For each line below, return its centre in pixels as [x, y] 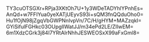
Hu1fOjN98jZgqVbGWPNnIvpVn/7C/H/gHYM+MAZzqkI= [74, 20]
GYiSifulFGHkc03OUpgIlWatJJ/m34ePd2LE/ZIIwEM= [70, 26]
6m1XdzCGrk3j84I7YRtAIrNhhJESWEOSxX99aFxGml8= [73, 33]
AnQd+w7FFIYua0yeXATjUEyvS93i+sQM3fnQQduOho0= [75, 14]
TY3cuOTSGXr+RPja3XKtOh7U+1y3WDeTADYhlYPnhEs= [75, 8]
